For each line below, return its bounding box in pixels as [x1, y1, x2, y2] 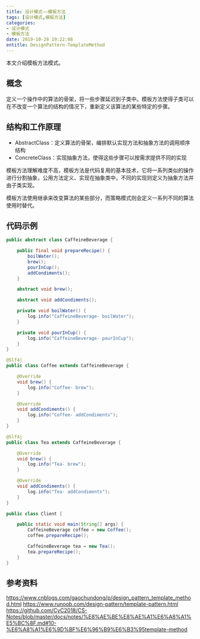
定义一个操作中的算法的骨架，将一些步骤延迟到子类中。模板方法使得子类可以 [6, 95, 194, 102]
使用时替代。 [6, 201, 37, 209]
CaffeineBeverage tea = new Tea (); [27, 543, 116, 549]
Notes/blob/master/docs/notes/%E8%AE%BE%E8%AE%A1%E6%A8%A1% [6, 613, 192, 620]
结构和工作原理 [6, 122, 61, 132]
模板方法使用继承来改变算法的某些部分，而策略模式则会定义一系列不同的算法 [6, 194, 194, 201]
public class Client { [6, 511, 62, 517]
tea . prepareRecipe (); [27, 549, 82, 555]
